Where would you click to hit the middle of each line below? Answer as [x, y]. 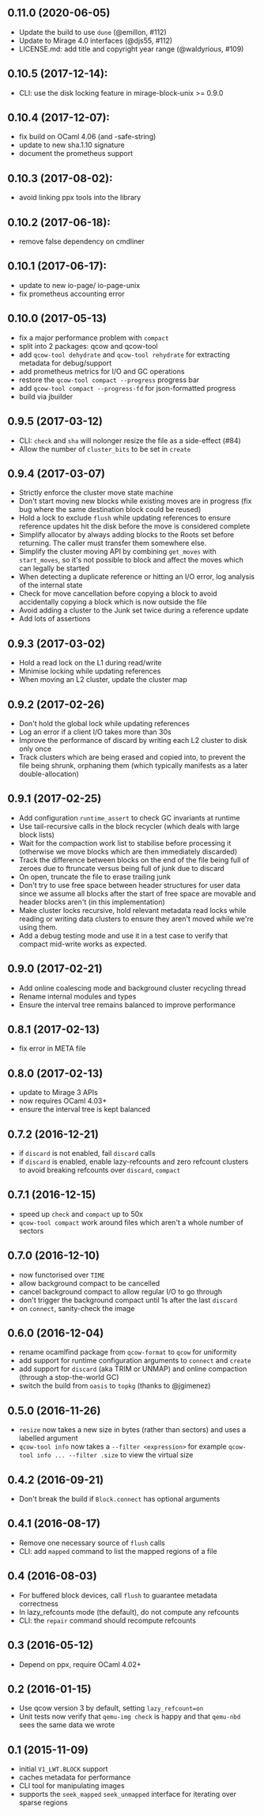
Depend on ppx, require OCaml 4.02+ [80, 1664]
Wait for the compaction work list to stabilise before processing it [125, 843]
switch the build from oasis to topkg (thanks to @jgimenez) [115, 1386]
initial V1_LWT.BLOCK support [63, 1769]
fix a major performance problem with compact [94, 337]
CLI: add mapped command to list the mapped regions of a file [118, 1551]
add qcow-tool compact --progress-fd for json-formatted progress [127, 388]
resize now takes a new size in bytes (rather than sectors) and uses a [132, 1430]
